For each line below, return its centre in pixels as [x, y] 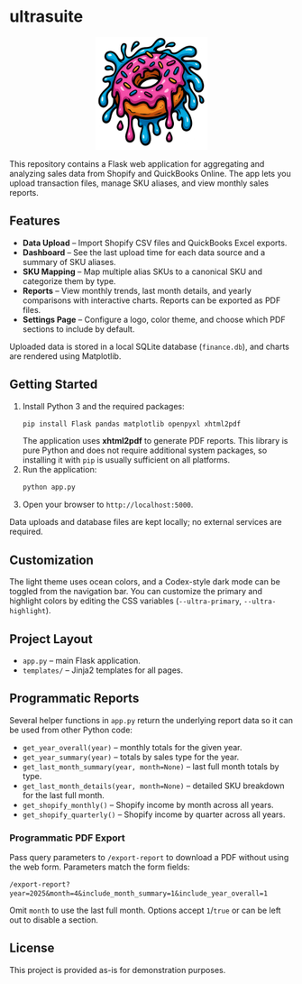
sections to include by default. [78, 329]
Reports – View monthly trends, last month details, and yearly [137, 290]
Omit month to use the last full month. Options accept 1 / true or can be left [145, 910]
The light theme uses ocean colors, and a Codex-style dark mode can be [145, 582]
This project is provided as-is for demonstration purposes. [118, 970]
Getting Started [54, 385]
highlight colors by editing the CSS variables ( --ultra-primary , [125, 601]
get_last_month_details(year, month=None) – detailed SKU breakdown [154, 786]
